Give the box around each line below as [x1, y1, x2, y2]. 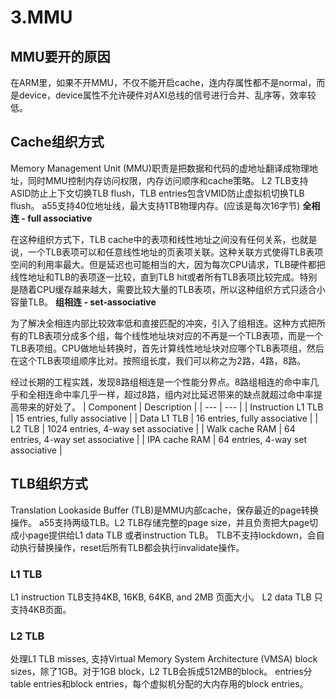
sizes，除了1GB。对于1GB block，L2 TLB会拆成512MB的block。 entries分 [10, 666, 313, 678]
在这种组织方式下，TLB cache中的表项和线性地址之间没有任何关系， [10, 233, 292, 245]
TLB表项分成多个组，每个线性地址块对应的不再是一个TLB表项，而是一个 [27, 329, 324, 341]
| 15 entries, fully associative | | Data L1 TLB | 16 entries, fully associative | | [10, 412, 319, 424]
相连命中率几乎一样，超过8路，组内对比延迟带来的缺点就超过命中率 [36, 388, 314, 400]
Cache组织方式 [10, 134, 105, 151]
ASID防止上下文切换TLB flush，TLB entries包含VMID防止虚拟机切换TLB [10, 187, 305, 199]
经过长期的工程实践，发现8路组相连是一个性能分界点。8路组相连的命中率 [10, 376, 311, 388]
